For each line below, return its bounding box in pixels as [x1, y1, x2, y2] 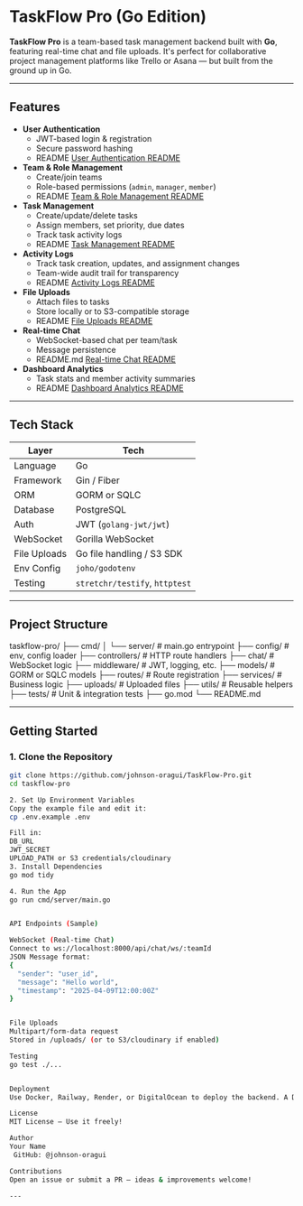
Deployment [9, 1084, 50, 1093]
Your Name [9, 1142, 47, 1152]
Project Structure [9, 617, 108, 632]
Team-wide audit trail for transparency [35, 267, 179, 278]
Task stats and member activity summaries [35, 373, 196, 384]
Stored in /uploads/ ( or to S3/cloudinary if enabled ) [9, 1035, 220, 1044]
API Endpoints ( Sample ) [9, 919, 99, 929]
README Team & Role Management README [35, 190, 205, 201]
